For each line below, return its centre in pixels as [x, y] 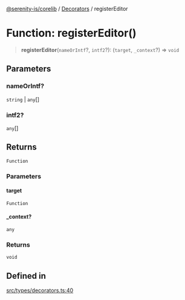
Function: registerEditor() [72, 33]
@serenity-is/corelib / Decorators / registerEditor [67, 9]
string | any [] [23, 99]
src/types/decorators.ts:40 [40, 290]
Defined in [26, 276]
